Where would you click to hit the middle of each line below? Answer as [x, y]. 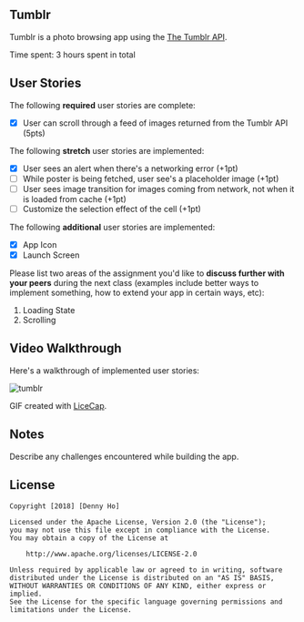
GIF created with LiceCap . [58, 405]
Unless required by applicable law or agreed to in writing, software [146, 570]
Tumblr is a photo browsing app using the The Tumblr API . [118, 36]
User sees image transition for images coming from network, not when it [158, 189]
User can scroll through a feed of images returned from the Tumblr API [155, 123]
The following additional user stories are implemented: [112, 227]
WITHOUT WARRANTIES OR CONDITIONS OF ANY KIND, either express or [138, 586]
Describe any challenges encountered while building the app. [124, 456]
